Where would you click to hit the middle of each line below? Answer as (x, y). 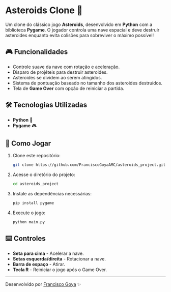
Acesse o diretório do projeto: (44, 174)
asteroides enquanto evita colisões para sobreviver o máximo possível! (80, 35)
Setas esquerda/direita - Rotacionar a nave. (59, 258)
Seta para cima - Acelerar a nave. (48, 253)
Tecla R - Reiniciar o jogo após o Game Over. (60, 270)
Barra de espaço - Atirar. (39, 264)
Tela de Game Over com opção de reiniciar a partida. (68, 88)
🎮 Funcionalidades (37, 52)
